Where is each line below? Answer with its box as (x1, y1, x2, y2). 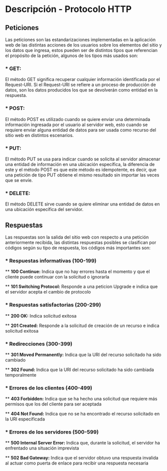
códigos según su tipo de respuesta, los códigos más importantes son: (5, 245, 151, 250)
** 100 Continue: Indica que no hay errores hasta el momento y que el (5, 268, 150, 274)
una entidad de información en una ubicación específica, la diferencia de (5, 161, 155, 167)
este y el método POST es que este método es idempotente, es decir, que (5, 166, 157, 172)
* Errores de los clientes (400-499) (5, 384, 92, 391)
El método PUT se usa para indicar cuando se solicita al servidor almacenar (5, 156, 161, 162)
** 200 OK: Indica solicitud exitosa (5, 312, 77, 318)
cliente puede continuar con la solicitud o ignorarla (5, 274, 110, 280)
